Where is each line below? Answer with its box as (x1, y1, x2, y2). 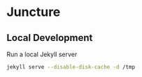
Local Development (6, 32, 93, 44)
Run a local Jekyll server (6, 50, 78, 58)
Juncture (6, 4, 61, 20)
